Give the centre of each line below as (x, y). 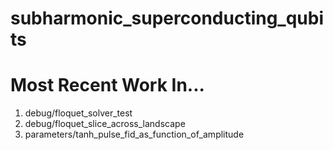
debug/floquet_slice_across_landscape (105, 124)
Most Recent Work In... (107, 85)
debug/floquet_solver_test (78, 113)
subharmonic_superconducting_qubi (167, 18)
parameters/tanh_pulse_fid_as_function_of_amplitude (134, 134)
